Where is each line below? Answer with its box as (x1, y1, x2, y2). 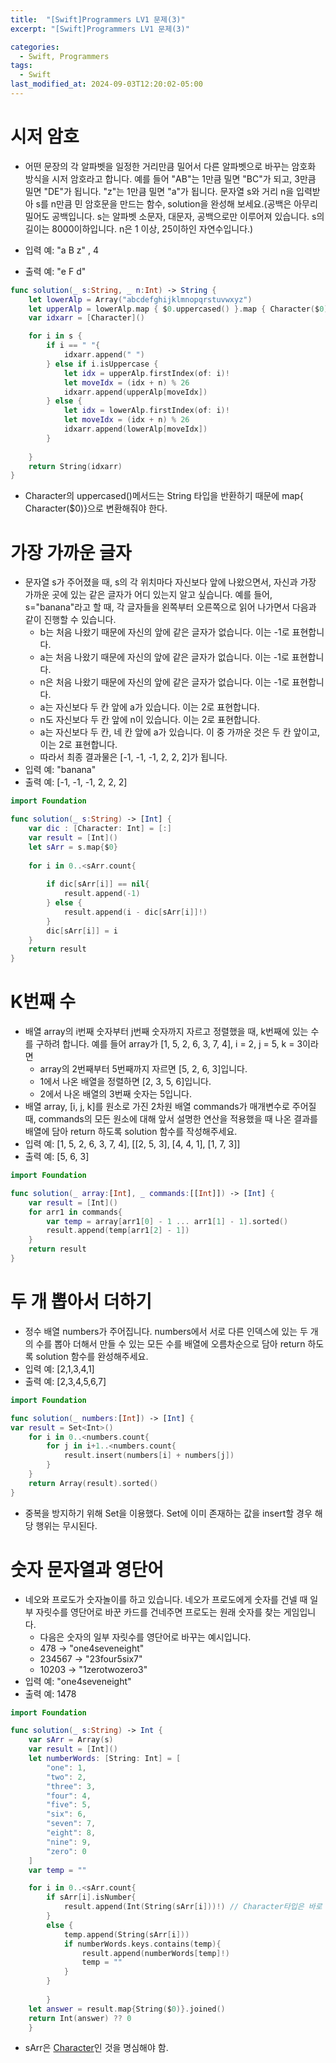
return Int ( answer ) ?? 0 (28, 2013, 132, 2023)
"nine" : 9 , (46, 1837, 92, 1847)
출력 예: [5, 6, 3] (24, 1151, 90, 1163)
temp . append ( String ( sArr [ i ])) (63, 1929, 190, 1940)
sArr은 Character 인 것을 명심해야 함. (24, 2042, 169, 2054)
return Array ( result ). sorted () (28, 1478, 159, 1488)
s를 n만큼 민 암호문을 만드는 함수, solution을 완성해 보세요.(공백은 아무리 (35, 197, 318, 210)
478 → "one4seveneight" (39, 1642, 145, 1654)
